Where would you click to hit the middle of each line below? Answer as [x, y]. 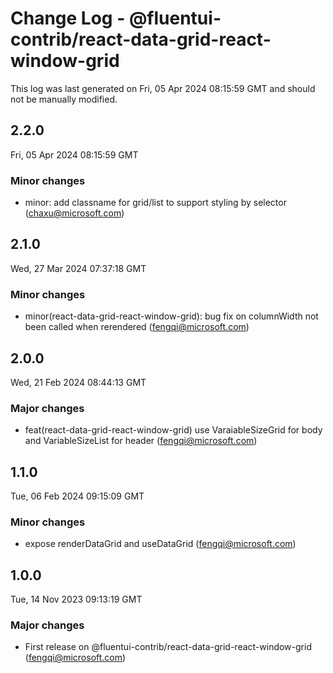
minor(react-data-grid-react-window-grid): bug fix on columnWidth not [171, 316]
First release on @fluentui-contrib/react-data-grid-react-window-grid [168, 647]
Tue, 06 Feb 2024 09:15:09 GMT [77, 496]
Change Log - [68, 18]
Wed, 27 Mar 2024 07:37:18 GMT [78, 268]
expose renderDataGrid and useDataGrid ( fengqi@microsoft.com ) [160, 544]
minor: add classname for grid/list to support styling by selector [155, 203]
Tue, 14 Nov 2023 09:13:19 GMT [76, 599]
